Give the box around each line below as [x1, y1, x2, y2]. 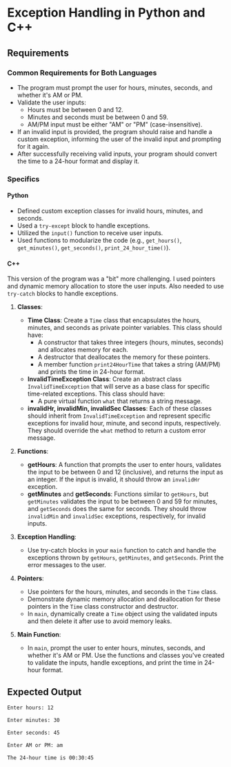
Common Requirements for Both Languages [7, 68, 157, 77]
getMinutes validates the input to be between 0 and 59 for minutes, [27, 497, 218, 506]
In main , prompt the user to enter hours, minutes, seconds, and [27, 644, 205, 652]
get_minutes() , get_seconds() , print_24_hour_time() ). [17, 243, 171, 252]
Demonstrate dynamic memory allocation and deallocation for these [27, 595, 221, 603]
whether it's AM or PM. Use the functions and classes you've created [27, 652, 225, 660]
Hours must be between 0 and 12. [27, 105, 124, 113]
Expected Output [7, 686, 82, 698]
